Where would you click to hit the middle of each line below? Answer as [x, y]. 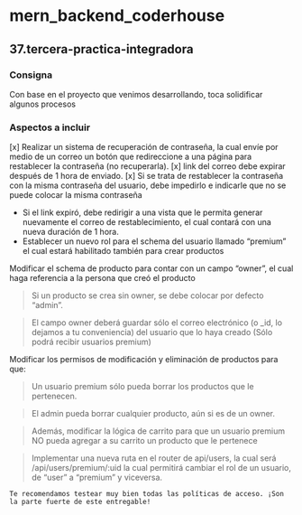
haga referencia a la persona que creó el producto [102, 278]
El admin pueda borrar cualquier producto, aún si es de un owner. [153, 414]
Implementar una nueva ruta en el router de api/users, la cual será [154, 458]
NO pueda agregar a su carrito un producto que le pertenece [145, 441]
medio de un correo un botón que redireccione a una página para [131, 157]
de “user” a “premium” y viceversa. [97, 478]
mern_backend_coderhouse [117, 16]
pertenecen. [54, 396]
